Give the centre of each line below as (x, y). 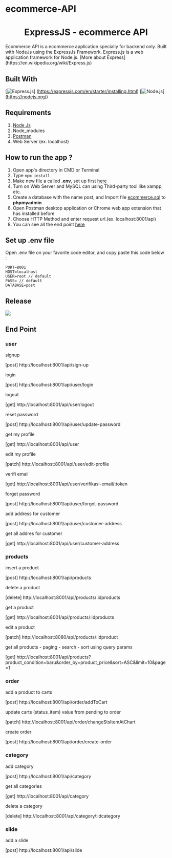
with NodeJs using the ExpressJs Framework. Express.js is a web (74, 52)
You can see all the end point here (49, 224)
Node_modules (29, 131)
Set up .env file (30, 240)
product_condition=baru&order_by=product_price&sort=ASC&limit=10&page (85, 662)
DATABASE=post (20, 285)
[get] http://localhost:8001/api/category (47, 796)
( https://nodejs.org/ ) (27, 96)
